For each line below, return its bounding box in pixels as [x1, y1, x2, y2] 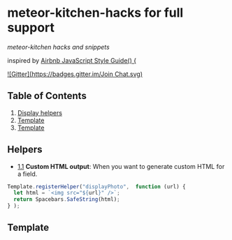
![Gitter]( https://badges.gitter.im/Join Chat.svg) [7, 70, 143, 78]
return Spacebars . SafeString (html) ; [13, 196, 120, 203]
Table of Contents [7, 90, 87, 102]
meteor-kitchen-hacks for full [7, 5, 184, 21]
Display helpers [17, 108, 63, 117]
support [7, 20, 55, 36]
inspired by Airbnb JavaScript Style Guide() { [7, 56, 137, 64]
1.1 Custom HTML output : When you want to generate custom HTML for [17, 162, 225, 170]
